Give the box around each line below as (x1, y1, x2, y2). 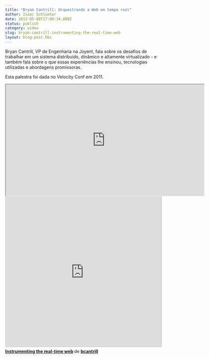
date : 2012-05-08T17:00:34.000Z (5, 16, 72, 21)
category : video (5, 26, 39, 31)
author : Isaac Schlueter (5, 12, 56, 17)
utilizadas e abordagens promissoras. (5, 64, 82, 70)
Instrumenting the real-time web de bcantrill (5, 348, 99, 354)
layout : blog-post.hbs (5, 35, 52, 40)
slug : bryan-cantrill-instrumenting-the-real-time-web (5, 30, 121, 35)
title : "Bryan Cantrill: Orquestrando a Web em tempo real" (5, 7, 132, 12)
